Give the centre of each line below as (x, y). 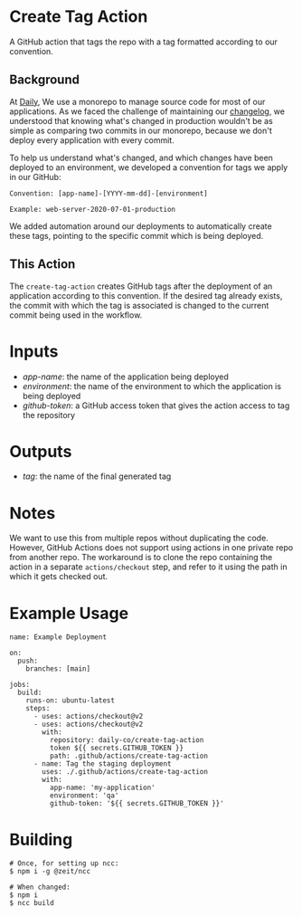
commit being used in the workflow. (76, 315)
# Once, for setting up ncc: (64, 864)
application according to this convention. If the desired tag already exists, (146, 295)
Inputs (34, 351)
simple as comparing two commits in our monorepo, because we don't (141, 130)
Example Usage (69, 613)
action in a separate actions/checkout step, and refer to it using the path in (148, 567)
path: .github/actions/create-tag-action (128, 756)
